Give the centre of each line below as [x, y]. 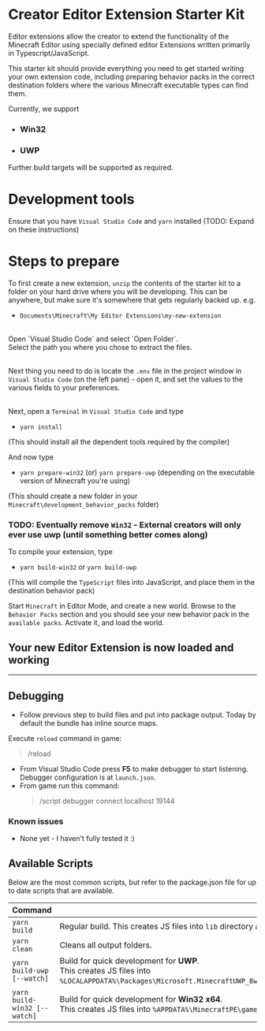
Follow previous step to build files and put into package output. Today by [138, 714]
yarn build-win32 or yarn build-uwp [78, 567]
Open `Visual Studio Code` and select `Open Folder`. [93, 339]
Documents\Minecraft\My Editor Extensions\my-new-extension [120, 316]
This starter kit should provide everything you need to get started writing [126, 68]
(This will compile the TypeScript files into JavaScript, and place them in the [131, 582]
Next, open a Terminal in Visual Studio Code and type [96, 411]
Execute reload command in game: [65, 738]
